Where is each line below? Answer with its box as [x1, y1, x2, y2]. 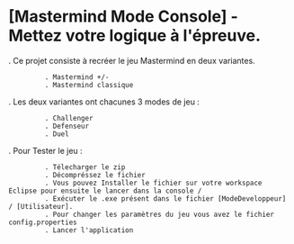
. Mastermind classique [44, 80, 134, 89]
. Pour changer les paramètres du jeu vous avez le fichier [44, 210, 275, 219]
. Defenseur [44, 122, 90, 131]
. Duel [44, 129, 69, 139]
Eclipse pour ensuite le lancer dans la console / [8, 186, 202, 195]
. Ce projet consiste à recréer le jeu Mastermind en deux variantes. [8, 55, 255, 66]
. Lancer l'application [44, 225, 134, 235]
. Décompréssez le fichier [44, 170, 146, 179]
